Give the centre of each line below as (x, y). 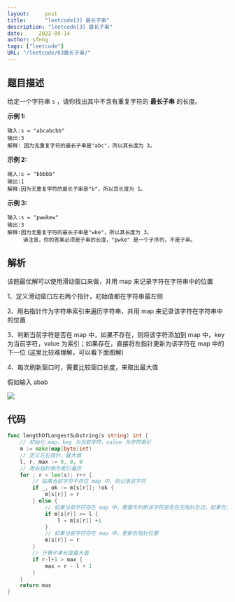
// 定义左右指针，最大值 (51, 455)
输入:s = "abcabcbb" (36, 130)
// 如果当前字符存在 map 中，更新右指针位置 (101, 533)
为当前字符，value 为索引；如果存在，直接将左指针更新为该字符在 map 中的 (116, 343)
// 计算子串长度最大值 (60, 553)
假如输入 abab (28, 382)
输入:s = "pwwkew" (33, 217)
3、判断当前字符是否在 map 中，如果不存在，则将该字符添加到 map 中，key (116, 334)
